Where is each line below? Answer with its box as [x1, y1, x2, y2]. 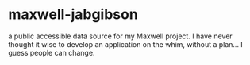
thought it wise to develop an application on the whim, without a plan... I [8, 39, 244, 49]
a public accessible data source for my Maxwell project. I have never [8, 31, 233, 41]
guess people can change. [8, 48, 95, 57]
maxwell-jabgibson [8, 5, 139, 23]
